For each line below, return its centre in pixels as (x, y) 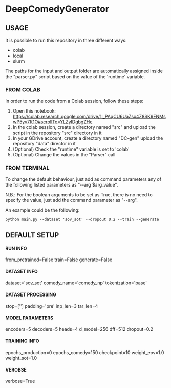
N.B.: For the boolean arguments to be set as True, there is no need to (79, 195)
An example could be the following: (42, 210)
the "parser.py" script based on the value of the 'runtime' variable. (75, 77)
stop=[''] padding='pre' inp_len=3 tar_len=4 (52, 306)
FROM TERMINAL (27, 168)
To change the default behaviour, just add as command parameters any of (83, 179)
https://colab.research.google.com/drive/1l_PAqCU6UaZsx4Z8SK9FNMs (89, 117)
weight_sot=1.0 (21, 358)
